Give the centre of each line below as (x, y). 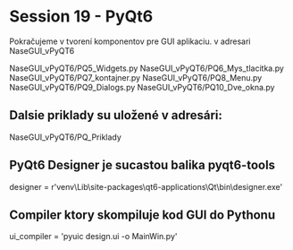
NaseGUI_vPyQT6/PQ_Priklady (66, 137)
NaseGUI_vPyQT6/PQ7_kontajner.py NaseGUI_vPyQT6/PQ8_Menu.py (136, 77)
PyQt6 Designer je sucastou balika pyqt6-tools (142, 165)
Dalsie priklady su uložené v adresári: (116, 115)
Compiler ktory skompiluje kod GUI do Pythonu (142, 215)
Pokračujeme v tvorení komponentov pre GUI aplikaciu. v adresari (130, 41)
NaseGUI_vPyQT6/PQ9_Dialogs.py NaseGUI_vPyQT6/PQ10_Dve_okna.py (142, 87)
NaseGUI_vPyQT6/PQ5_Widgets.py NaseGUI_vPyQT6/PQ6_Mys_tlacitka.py (146, 68)
